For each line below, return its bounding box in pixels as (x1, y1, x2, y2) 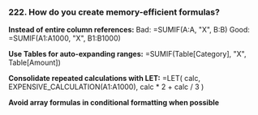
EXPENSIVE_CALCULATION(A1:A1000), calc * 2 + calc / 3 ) (8, 82, 204, 92)
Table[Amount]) (8, 57, 61, 67)
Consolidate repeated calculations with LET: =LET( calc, (8, 74, 201, 83)
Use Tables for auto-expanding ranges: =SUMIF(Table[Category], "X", (8, 49, 247, 59)
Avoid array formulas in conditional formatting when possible (8, 98, 220, 108)
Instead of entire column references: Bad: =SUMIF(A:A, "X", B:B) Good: (8, 25, 250, 35)
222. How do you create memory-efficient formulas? (8, 6, 221, 18)
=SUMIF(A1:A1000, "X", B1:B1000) (8, 33, 122, 43)
